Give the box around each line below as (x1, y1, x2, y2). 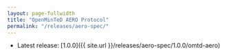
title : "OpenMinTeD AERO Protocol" (7, 16, 109, 23)
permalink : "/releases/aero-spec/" (7, 23, 109, 29)
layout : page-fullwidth (7, 10, 76, 17)
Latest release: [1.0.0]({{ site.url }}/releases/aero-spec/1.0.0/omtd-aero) (17, 42, 221, 50)
